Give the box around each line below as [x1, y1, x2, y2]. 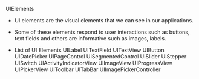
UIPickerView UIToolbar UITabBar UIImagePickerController [14, 66, 161, 73]
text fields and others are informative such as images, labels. [14, 35, 166, 42]
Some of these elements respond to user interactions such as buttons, [14, 28, 190, 36]
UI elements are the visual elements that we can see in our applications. [14, 17, 194, 24]
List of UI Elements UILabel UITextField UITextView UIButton [14, 46, 165, 54]
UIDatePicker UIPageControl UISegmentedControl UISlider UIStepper [14, 53, 187, 60]
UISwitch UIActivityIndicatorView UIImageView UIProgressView [14, 60, 173, 66]
